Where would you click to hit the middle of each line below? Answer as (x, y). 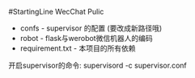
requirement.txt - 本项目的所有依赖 (78, 48)
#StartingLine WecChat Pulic (56, 12)
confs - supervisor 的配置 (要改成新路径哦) (91, 28)
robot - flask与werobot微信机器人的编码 (86, 38)
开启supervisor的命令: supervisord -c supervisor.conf (98, 65)
